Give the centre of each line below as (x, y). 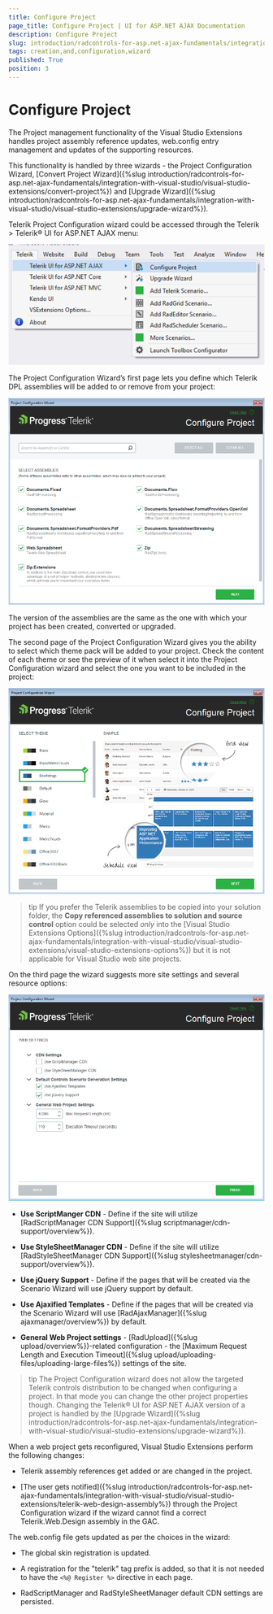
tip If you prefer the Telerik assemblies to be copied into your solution (145, 907)
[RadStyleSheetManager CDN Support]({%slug (99, 1255)
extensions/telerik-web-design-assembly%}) (95, 1503)
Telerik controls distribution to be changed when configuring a (133, 1387)
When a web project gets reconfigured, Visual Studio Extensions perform (131, 1447)
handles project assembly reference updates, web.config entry (114, 141)
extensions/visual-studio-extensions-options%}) (110, 950)
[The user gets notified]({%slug (73, 1486)
